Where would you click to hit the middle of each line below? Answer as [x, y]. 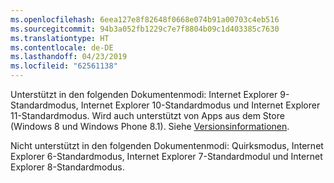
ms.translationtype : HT [60, 38]
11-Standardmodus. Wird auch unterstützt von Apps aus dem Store [147, 115]
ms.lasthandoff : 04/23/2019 [69, 57]
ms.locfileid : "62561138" [64, 66]
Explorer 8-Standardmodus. [67, 167]
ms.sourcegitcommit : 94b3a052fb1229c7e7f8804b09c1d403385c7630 [145, 29]
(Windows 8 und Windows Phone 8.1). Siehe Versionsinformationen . [150, 126]
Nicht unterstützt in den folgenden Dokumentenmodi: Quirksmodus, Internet [167, 145]
